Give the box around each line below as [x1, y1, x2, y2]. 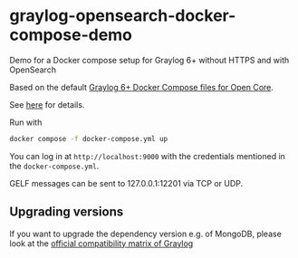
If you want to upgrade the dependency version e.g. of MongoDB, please [9, 228, 283, 239]
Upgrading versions [9, 205, 124, 220]
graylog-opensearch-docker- [9, 5, 236, 26]
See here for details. [9, 99, 85, 110]
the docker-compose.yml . [9, 160, 100, 171]
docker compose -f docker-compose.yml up [9, 134, 168, 143]
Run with [9, 117, 43, 128]
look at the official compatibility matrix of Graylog [9, 237, 194, 249]
